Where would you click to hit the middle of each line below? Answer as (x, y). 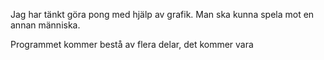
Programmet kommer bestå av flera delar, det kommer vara (132, 44)
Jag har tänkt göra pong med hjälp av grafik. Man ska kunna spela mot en (162, 14)
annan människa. (45, 25)
